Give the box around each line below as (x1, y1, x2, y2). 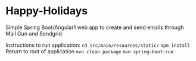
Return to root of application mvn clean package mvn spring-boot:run (5, 47, 174, 54)
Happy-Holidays (5, 4, 88, 18)
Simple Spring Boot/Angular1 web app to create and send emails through (5, 24, 184, 31)
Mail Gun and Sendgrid (5, 30, 62, 37)
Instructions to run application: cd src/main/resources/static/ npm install (5, 41, 190, 49)
